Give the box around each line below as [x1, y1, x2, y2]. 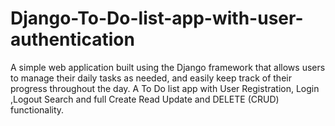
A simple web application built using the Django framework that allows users [10, 61, 326, 73]
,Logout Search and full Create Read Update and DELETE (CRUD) [10, 93, 280, 105]
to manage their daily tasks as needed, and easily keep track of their [10, 72, 292, 84]
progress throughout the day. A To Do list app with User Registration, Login [10, 82, 320, 94]
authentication [10, 28, 135, 51]
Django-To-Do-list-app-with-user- [10, 7, 304, 30]
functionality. [10, 103, 65, 116]
